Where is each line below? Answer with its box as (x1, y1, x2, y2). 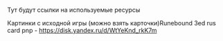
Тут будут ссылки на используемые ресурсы (7, 6, 141, 14)
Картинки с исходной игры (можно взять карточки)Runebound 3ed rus (7, 19, 216, 27)
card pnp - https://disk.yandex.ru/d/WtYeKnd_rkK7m (7, 27, 157, 34)
